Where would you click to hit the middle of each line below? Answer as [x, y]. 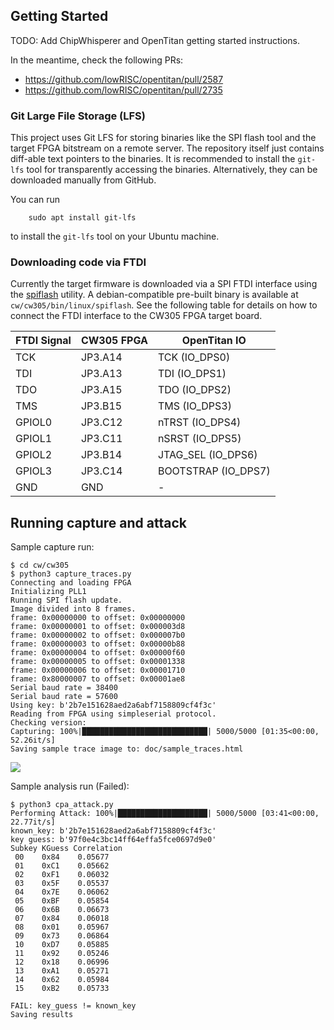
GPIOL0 [34, 422]
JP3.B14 [101, 455]
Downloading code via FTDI [78, 262]
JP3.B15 [101, 406]
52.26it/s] [33, 740]
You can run [35, 200]
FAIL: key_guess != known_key [73, 1006]
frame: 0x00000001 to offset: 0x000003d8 [98, 627]
